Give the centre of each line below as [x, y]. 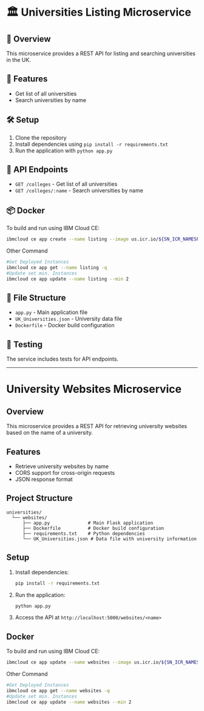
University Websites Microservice [94, 389]
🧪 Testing [25, 344]
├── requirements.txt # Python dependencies [84, 533]
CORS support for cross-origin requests [65, 473]
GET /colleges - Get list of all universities [66, 184]
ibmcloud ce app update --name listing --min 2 [68, 279]
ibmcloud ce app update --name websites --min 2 [69, 702]
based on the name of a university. [49, 433]
